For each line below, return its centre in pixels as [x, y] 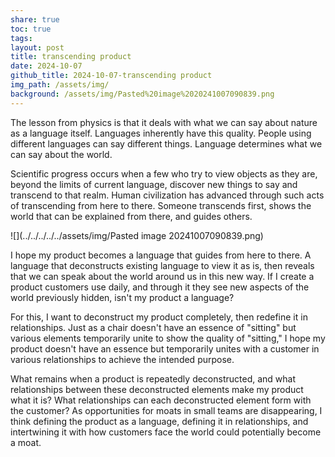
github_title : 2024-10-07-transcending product [111, 76]
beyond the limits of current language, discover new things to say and [154, 184]
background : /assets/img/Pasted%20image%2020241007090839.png [142, 94]
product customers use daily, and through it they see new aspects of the [160, 287]
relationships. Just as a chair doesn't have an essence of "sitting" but [153, 327]
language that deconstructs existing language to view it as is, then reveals [162, 265]
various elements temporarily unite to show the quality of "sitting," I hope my [168, 338]
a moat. [26, 442]
